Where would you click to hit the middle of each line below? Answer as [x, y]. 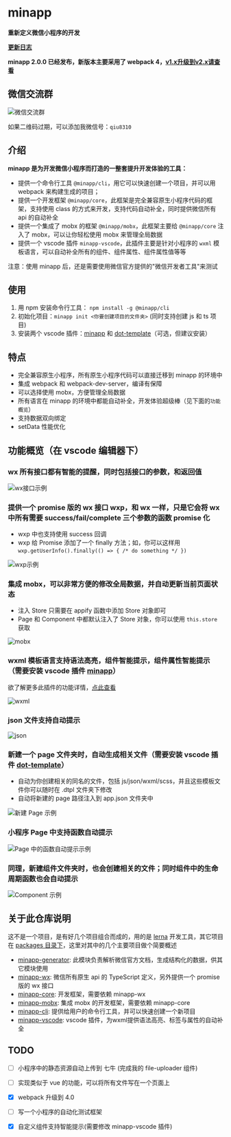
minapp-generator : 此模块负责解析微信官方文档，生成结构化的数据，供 [117, 960]
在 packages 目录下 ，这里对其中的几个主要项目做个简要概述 [93, 945]
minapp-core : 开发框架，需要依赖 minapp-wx [82, 994]
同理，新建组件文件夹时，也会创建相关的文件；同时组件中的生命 [113, 868]
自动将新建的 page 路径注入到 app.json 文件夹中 [85, 798]
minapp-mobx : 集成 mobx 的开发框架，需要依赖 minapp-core [104, 1002]
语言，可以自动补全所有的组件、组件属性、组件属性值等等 [105, 252]
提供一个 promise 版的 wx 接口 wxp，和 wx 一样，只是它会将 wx [114, 507]
